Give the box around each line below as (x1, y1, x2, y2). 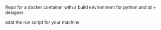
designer (5, 9, 24, 15)
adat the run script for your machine (5, 19, 80, 25)
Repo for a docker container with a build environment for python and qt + (5, 4, 156, 10)
